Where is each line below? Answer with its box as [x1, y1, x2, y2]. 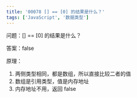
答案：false [6, 44, 34, 52]
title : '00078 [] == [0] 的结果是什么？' [6, 8, 105, 15]
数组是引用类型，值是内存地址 [14, 78, 89, 85]
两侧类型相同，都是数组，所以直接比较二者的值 [14, 70, 131, 77]
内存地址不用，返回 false [14, 85, 76, 92]
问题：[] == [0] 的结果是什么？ [6, 31, 82, 39]
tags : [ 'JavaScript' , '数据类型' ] [6, 14, 89, 20]
